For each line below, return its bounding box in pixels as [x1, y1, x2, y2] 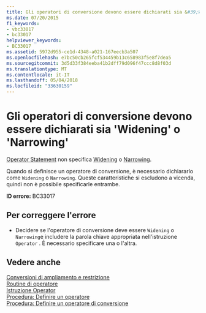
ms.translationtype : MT [6, 66, 67, 72]
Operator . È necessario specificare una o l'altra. [15, 239, 137, 247]
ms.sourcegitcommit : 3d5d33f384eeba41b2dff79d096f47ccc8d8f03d [6, 60, 172, 66]
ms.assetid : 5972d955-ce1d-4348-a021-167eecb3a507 [6, 49, 139, 55]
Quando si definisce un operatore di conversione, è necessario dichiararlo [6, 167, 194, 175]
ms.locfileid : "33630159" [6, 83, 72, 89]
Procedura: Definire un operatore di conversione [6, 300, 129, 307]
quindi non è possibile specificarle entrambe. [6, 180, 121, 187]
